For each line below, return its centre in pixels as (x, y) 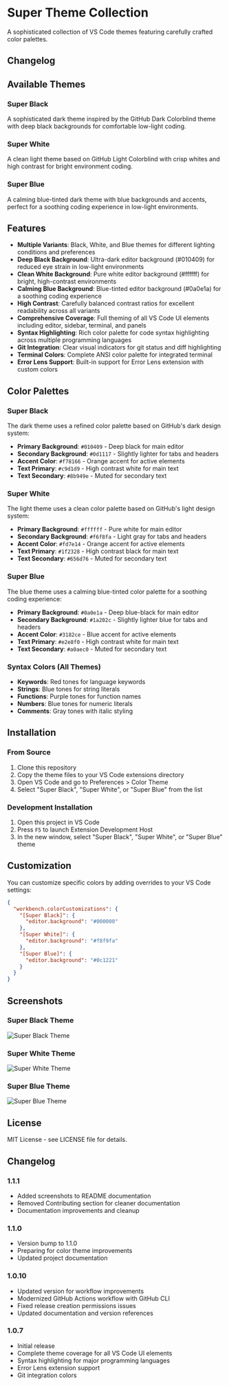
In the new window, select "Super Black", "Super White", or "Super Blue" (120, 836)
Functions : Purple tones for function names (79, 696)
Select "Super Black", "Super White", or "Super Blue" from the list (110, 789)
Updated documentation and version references (85, 1313)
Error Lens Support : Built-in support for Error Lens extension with (110, 362)
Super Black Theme (41, 1021)
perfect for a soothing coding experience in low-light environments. (103, 207)
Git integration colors (47, 1375)
